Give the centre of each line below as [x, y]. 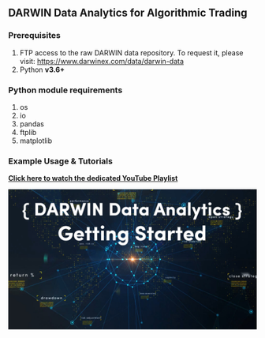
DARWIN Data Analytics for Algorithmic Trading [128, 13]
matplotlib [36, 141]
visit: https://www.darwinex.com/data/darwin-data [101, 61]
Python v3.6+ [42, 69]
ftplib [28, 132]
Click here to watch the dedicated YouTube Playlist [93, 178]
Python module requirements [65, 90]
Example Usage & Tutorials [60, 161]
